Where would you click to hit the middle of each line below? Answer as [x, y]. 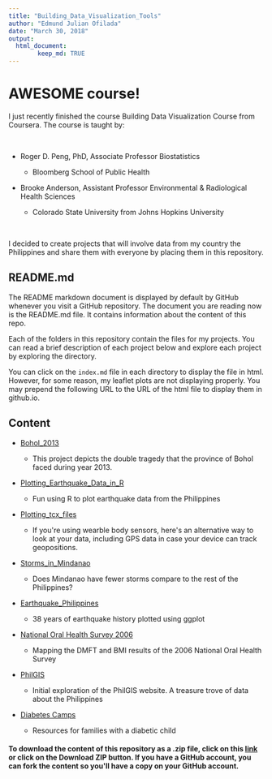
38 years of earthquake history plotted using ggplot [119, 618]
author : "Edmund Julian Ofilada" [65, 24]
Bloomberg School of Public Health [91, 172]
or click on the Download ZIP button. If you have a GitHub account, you [130, 757]
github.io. [24, 398]
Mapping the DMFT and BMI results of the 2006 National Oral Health [147, 650]
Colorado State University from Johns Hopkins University [128, 212]
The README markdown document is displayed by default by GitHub [124, 297]
